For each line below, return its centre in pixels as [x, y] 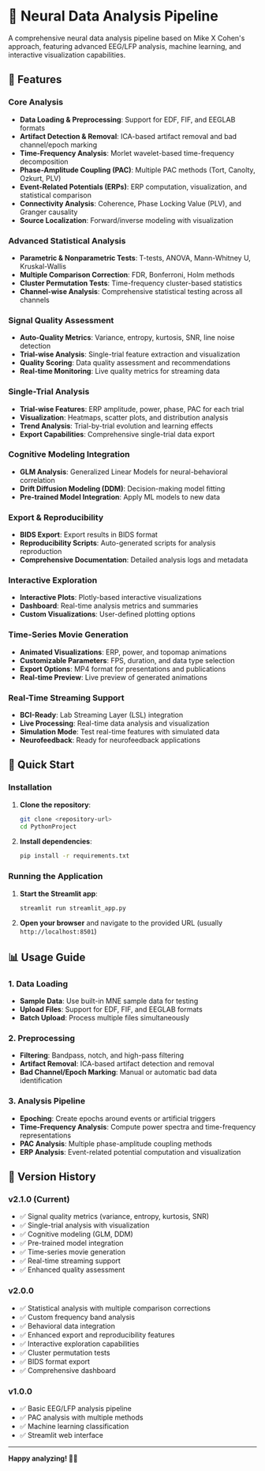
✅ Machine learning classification [74, 1427]
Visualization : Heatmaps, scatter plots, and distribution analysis [124, 417]
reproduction [41, 552]
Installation [30, 787]
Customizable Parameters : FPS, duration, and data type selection [127, 660]
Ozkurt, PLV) [40, 178]
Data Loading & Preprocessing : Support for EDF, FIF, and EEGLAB [127, 119]
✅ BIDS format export [55, 1361]
